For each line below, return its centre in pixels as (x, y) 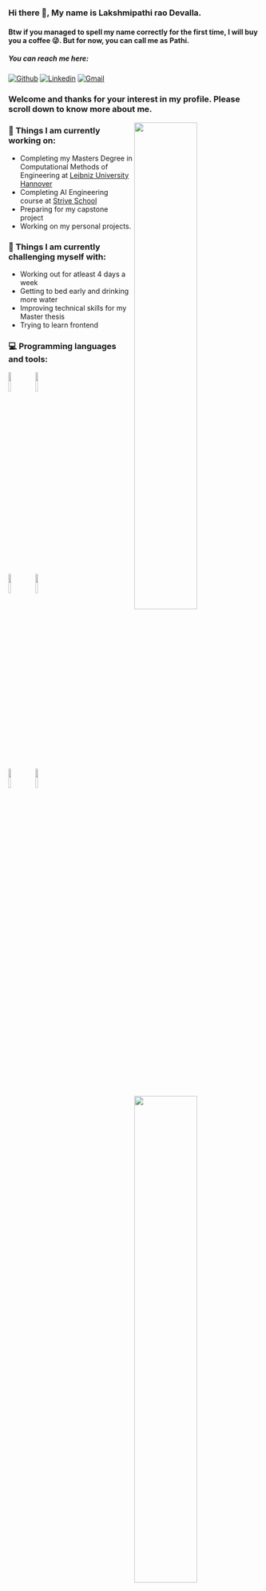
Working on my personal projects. (75, 226)
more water (39, 300)
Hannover (36, 184)
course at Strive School (58, 200)
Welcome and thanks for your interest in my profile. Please (125, 99)
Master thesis (42, 316)
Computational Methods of (64, 166)
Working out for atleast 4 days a (73, 274)
